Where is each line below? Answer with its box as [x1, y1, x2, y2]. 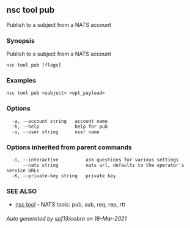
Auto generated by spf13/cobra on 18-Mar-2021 [6, 215, 127, 222]
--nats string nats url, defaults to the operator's [22, 162, 185, 168]
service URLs [6, 167, 40, 174]
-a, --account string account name [12, 118, 108, 124]
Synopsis [6, 36, 35, 45]
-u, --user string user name [12, 128, 100, 135]
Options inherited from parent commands [6, 143, 133, 152]
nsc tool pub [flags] [6, 62, 62, 68]
